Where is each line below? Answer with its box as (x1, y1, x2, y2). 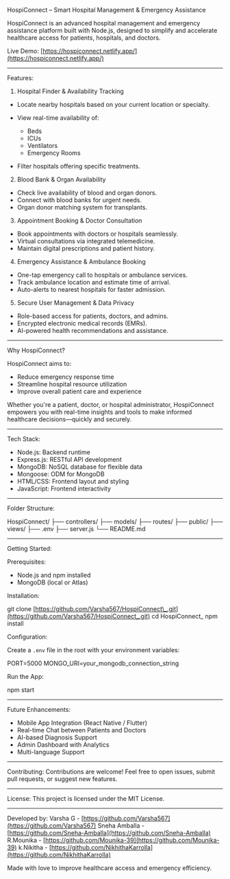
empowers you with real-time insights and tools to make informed (7, 408, 192, 416)
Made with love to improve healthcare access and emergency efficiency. (7, 864, 212, 872)
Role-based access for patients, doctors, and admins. (16, 312, 169, 320)
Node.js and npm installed (16, 571, 91, 579)
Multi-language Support (16, 748, 85, 756)
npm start (7, 686, 35, 694)
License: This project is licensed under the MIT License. (7, 795, 165, 802)
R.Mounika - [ (7, 836, 46, 844)
